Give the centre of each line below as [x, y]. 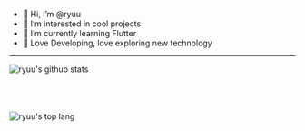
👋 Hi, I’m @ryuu [52, 14]
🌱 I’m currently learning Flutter [79, 33]
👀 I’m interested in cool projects [82, 24]
